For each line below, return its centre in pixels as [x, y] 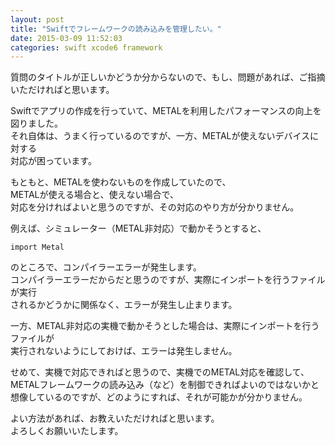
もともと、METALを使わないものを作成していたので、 [121, 182]
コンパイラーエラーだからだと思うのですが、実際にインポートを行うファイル [168, 280]
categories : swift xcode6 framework [86, 47]
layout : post [37, 19]
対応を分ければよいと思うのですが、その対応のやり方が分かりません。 [155, 207]
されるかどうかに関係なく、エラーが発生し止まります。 [124, 305]
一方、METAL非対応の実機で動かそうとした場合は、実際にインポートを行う [165, 326]
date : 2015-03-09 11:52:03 [66, 38]
